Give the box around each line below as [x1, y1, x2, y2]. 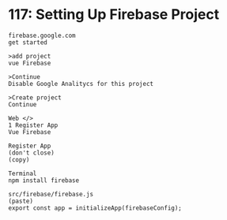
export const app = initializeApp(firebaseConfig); [8, 203, 182, 212]
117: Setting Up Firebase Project [8, 6, 220, 24]
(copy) [8, 155, 30, 163]
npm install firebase [8, 176, 80, 185]
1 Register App [8, 121, 59, 129]
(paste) [8, 197, 34, 205]
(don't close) [8, 148, 55, 157]
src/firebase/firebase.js [8, 190, 93, 198]
